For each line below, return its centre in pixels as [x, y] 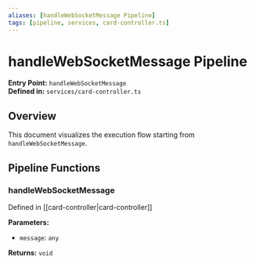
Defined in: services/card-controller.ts [75, 92]
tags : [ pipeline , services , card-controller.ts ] [89, 23]
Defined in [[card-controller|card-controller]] [80, 207]
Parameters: [29, 222]
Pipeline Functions [54, 168]
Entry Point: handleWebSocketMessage [67, 83]
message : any [39, 237]
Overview [32, 116]
